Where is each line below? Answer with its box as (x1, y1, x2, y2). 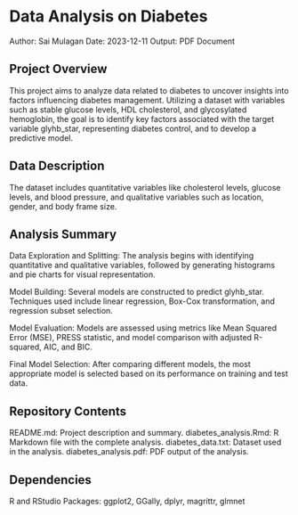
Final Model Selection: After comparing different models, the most (9, 359, 251, 370)
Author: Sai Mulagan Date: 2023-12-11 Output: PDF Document (9, 36, 236, 46)
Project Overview (9, 61, 108, 77)
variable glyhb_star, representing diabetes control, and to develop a (9, 123, 256, 134)
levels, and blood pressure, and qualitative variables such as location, (9, 192, 264, 202)
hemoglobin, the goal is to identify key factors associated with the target (9, 113, 274, 124)
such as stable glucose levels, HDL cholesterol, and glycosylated (9, 104, 247, 115)
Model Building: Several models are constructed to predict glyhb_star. (9, 287, 265, 298)
